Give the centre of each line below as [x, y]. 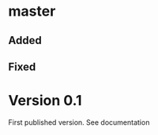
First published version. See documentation [79, 122]
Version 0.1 [45, 101]
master [32, 11]
